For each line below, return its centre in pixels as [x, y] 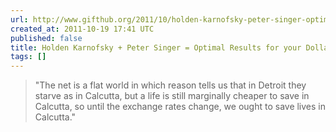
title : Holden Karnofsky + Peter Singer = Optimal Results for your [156, 47]
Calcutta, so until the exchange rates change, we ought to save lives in [180, 107]
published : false [46, 38]
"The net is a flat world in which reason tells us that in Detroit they [170, 85]
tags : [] [28, 57]
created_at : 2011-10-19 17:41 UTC [82, 29]
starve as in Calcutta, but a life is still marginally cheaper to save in [172, 96]
